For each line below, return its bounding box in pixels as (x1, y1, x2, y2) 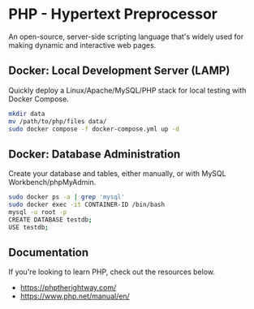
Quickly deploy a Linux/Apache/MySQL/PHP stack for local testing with (8, 85, 247, 95)
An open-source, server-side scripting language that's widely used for (8, 32, 244, 41)
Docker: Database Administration (8, 147, 181, 161)
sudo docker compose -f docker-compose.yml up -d (8, 125, 180, 133)
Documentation (8, 245, 89, 260)
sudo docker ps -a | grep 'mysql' (8, 193, 126, 201)
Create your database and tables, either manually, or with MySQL (8, 169, 226, 178)
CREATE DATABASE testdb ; (8, 216, 93, 224)
